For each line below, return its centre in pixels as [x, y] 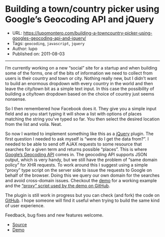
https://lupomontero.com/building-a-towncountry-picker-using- [88, 33]
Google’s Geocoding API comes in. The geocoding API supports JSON [76, 154]
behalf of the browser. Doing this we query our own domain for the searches [82, 175]
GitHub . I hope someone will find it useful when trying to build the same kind [82, 200]
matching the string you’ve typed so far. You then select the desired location [82, 119]
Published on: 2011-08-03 [38, 54]
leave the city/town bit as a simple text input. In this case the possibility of [80, 89]
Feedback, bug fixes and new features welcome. [54, 215]
